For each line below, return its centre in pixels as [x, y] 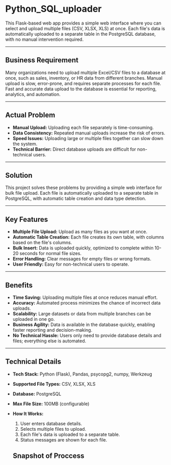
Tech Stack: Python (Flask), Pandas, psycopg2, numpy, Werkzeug [82, 374]
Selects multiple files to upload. [53, 429]
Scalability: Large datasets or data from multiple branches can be [82, 314]
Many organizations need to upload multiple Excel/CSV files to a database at [85, 73]
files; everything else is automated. [49, 341]
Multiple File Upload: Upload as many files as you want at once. [80, 232]
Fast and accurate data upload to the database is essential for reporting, [81, 89]
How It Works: [28, 413]
